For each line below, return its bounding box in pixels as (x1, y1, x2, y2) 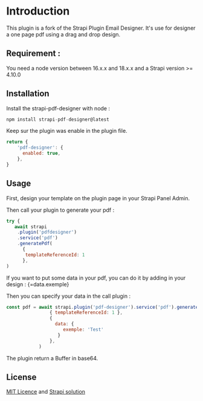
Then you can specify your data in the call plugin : (6, 292, 131, 300)
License (6, 372, 37, 382)
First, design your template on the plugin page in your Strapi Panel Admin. (6, 194, 190, 201)
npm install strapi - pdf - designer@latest (6, 116, 110, 123)
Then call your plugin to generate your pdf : (6, 206, 115, 214)
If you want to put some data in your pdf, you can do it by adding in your (6, 274, 186, 281)
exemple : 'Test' (63, 326, 104, 332)
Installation (6, 89, 50, 99)
